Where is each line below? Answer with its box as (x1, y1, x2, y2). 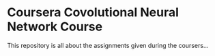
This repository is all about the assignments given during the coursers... (7, 41, 209, 49)
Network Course (7, 19, 103, 34)
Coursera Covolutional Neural (7, 5, 180, 20)
